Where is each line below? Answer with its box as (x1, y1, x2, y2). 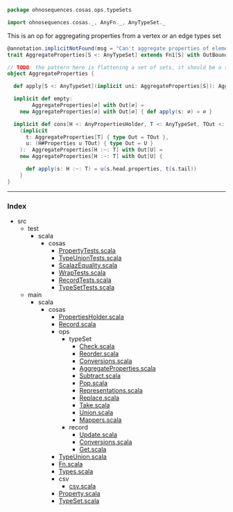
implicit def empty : (13, 96, 73, 103)
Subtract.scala (79, 371, 121, 380)
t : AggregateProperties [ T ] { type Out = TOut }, (25, 134, 169, 141)
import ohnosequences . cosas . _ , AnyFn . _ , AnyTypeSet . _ (7, 19, 166, 26)
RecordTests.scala (58, 276, 112, 284)
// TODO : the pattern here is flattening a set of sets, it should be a (7, 64, 222, 71)
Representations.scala (79, 386, 144, 394)
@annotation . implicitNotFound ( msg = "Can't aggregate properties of (7, 45, 209, 52)
